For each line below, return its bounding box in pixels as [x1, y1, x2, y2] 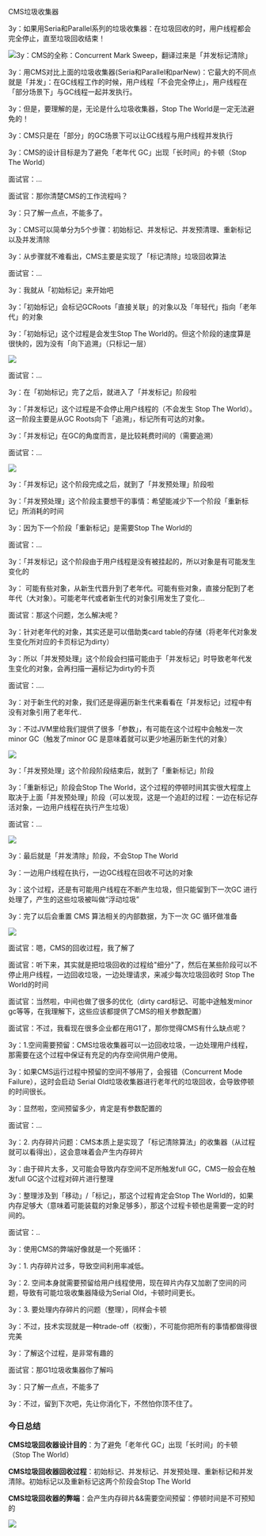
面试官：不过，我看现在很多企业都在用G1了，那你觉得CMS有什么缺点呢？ [8, 1023, 247, 1033]
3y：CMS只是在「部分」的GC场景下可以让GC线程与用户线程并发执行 [8, 131, 234, 140]
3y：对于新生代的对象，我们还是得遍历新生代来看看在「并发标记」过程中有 [8, 697, 253, 707]
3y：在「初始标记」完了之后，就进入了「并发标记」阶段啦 [8, 388, 197, 396]
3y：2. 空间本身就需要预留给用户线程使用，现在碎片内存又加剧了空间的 [8, 1278, 240, 1287]
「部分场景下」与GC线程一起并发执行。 [8, 87, 137, 97]
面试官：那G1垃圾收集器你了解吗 [8, 1366, 114, 1374]
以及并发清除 [8, 235, 50, 244]
